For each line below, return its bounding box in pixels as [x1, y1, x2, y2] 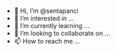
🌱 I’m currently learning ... [13, 22, 90, 30]
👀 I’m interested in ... [13, 14, 74, 22]
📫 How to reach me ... [13, 37, 80, 45]
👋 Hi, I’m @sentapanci [13, 7, 79, 15]
